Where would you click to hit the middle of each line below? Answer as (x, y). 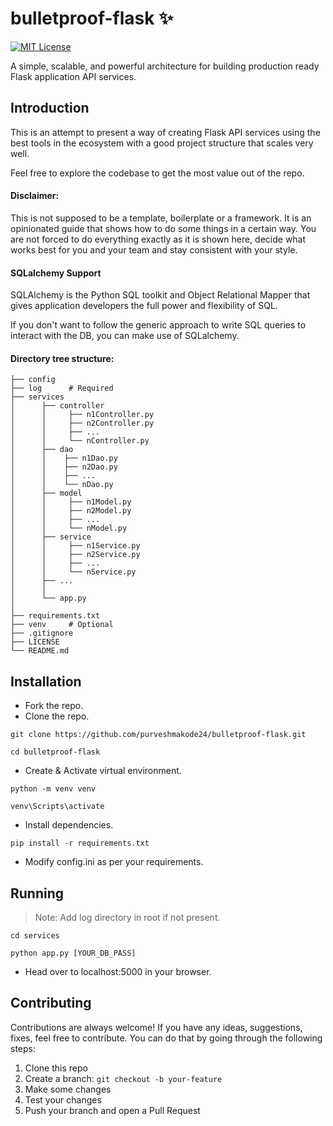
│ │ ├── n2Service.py (75, 555)
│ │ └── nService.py (73, 572)
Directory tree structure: (62, 358)
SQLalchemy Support (56, 273)
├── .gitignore (42, 633)
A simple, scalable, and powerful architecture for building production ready (165, 66)
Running (37, 893)
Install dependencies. (69, 825)
